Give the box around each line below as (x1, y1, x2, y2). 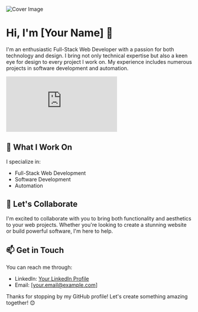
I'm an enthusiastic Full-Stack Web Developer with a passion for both (6, 45, 174, 53)
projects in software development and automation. (6, 64, 129, 71)
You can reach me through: (6, 264, 73, 271)
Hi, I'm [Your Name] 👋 (6, 27, 113, 40)
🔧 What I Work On (6, 142, 73, 152)
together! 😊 (6, 299, 35, 307)
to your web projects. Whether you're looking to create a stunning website (6, 221, 187, 228)
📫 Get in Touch (6, 245, 64, 255)
